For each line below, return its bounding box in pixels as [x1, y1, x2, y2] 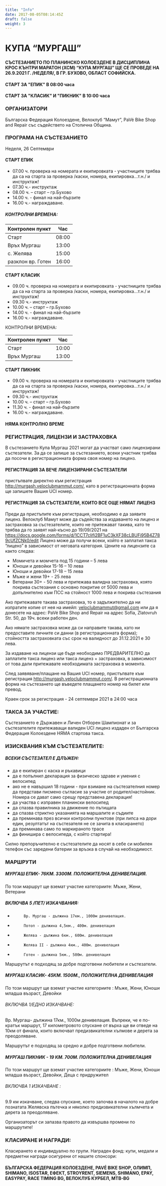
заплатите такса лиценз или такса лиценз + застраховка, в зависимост [5, 655, 157, 661]
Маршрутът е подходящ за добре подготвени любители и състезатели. [5, 961, 157, 967]
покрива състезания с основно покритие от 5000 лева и [12, 584, 133, 590]
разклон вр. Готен [7, 258, 51, 265]
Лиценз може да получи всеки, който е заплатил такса [39, 537, 157, 543]
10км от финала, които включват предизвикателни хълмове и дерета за [5, 1028, 158, 1034]
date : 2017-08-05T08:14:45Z [5, 12, 64, 17]
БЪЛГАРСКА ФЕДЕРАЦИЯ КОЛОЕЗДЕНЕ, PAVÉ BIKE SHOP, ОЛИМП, [5, 1165, 152, 1171]
